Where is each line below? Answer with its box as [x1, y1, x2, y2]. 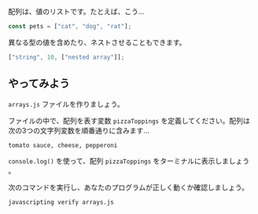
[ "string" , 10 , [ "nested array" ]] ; [8, 53, 125, 61]
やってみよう [8, 77, 70, 90]
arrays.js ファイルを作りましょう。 [8, 99, 124, 108]
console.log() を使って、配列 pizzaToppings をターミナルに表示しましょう [8, 156, 250, 165]
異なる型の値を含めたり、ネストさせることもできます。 [8, 38, 186, 47]
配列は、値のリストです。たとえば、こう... [8, 7, 145, 16]
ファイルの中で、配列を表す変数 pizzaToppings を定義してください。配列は [8, 116, 250, 125]
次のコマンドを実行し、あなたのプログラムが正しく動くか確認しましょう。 [8, 183, 249, 192]
